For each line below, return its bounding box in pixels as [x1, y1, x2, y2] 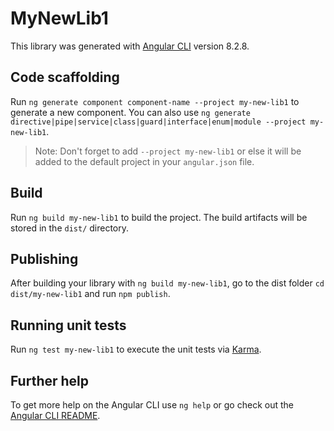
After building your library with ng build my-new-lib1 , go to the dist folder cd [10, 277, 325, 289]
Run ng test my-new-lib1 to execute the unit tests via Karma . [10, 343, 262, 356]
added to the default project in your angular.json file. [34, 155, 255, 167]
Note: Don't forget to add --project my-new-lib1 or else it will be [34, 145, 302, 157]
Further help [10, 372, 90, 389]
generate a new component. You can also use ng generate [10, 106, 251, 118]
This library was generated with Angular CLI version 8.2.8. [10, 40, 250, 52]
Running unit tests [10, 317, 127, 334]
